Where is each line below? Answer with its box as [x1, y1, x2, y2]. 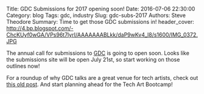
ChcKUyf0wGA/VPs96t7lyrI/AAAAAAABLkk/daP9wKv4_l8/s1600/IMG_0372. [6, 31, 198, 38]
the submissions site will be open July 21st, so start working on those [6, 56, 180, 63]
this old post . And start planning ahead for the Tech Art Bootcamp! [6, 81, 174, 88]
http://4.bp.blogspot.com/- [6, 24, 74, 32]
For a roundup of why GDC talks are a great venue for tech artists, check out [6, 74, 199, 81]
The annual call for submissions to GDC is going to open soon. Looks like [6, 49, 190, 57]
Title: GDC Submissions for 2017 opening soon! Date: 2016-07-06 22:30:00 [6, 5, 195, 12]
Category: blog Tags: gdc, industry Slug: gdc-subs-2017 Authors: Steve [6, 12, 186, 19]
